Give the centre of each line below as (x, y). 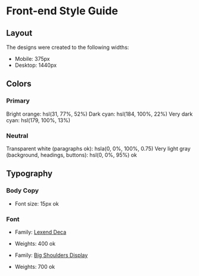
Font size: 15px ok (37, 203)
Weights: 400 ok (35, 243)
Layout (19, 33)
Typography (29, 174)
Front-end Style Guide (62, 11)
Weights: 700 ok (35, 266)
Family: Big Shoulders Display (51, 255)
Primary (18, 101)
